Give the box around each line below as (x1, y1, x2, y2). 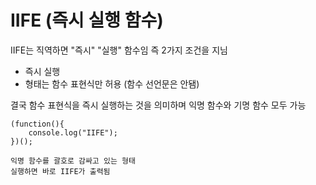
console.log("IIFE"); (28, 127, 118, 138)
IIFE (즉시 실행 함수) (10, 9, 164, 32)
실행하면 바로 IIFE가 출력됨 (10, 166, 111, 176)
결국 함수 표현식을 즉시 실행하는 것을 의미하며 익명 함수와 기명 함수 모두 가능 (10, 99, 307, 111)
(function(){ (10, 119, 65, 129)
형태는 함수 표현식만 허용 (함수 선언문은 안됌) (24, 77, 200, 90)
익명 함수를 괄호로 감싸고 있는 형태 (10, 156, 136, 166)
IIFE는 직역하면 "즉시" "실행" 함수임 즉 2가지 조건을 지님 (10, 44, 228, 56)
